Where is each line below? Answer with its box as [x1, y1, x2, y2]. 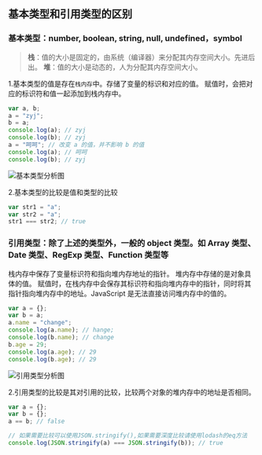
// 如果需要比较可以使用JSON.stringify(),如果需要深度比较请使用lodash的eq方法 [8, 431, 248, 440]
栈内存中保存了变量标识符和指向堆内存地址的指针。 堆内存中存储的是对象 [8, 269, 245, 278]
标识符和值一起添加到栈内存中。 [21, 89, 126, 98]
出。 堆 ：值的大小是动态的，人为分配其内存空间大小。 [27, 62, 202, 72]
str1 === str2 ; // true [8, 218, 87, 226]
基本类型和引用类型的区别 [8, 7, 132, 21]
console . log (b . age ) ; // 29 [8, 355, 97, 363]
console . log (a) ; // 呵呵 [8, 148, 87, 156]
